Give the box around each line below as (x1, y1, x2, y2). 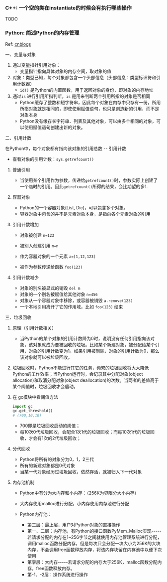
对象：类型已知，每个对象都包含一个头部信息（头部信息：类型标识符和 (12, 74, 157, 80)
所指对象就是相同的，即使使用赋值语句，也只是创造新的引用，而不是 (19, 106, 160, 112)
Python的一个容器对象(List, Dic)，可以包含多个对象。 (19, 204, 128, 210)
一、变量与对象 (5, 51, 36, 57)
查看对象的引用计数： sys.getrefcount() (12, 156, 94, 162)
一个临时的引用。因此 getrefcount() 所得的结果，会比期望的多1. (19, 183, 148, 189)
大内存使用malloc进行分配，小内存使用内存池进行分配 (19, 501, 129, 507)
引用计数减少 (12, 274, 39, 280)
